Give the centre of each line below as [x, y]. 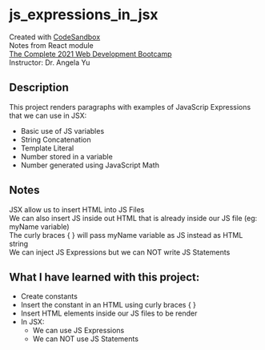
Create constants [49, 296]
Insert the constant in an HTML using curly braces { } [108, 305]
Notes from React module [52, 45]
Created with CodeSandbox [55, 37]
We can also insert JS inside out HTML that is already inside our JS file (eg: [133, 218]
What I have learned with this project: [104, 277]
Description [39, 88]
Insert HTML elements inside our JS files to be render [109, 313]
